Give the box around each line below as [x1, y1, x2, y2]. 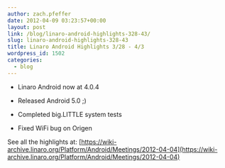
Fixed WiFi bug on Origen [17, 123, 92, 132]
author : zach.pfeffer [7, 10, 72, 18]
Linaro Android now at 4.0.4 [17, 82, 99, 91]
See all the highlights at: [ [7, 138, 82, 146]
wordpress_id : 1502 [7, 50, 65, 57]
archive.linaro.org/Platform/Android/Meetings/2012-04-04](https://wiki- [7, 145, 218, 153]
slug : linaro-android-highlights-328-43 [7, 37, 129, 44]
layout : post [7, 23, 46, 30]
